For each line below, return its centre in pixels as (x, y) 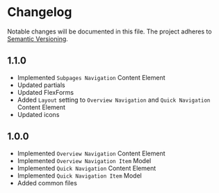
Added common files (47, 183)
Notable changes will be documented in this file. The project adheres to (109, 31)
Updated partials (41, 85)
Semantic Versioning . (38, 38)
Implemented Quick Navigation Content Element (87, 168)
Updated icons (38, 114)
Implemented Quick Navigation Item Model (80, 176)
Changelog (40, 12)
